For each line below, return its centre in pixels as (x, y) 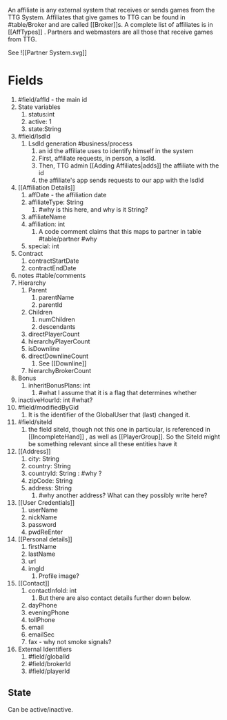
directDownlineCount (58, 356)
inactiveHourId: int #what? (55, 400)
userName (43, 510)
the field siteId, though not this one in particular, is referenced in (119, 429)
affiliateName (47, 217)
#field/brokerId (49, 663)
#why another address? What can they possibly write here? (123, 495)
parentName (56, 297)
